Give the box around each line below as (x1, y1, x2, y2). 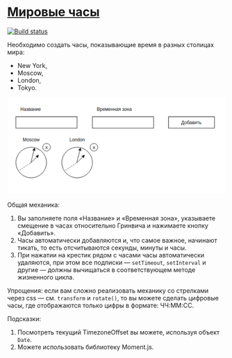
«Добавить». (17, 228, 56, 237)
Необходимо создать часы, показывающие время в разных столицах (7, 40, 214, 49)
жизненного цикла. (17, 273, 74, 281)
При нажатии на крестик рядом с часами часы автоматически (17, 250, 205, 259)
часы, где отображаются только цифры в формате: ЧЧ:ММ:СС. (7, 301, 194, 309)
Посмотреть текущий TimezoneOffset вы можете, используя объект (17, 327, 220, 336)
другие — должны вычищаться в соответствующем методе (17, 265, 196, 274)
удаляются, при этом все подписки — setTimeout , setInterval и (17, 258, 206, 266)
